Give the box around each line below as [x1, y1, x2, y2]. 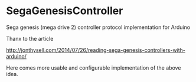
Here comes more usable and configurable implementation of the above [6, 64, 181, 71]
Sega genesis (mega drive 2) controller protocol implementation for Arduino [6, 24, 191, 31]
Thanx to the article [6, 35, 54, 42]
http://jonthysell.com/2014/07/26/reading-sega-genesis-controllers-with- [6, 46, 186, 54]
